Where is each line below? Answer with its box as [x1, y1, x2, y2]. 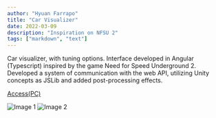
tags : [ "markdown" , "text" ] [7, 36, 88, 43]
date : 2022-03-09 [7, 23, 57, 29]
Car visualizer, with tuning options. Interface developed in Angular [7, 54, 195, 62]
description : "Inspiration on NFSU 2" [7, 29, 118, 36]
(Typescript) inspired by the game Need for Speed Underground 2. [7, 62, 197, 70]
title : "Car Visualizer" [7, 16, 78, 23]
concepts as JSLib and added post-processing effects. [7, 76, 163, 84]
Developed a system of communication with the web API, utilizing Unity [7, 69, 210, 78]
